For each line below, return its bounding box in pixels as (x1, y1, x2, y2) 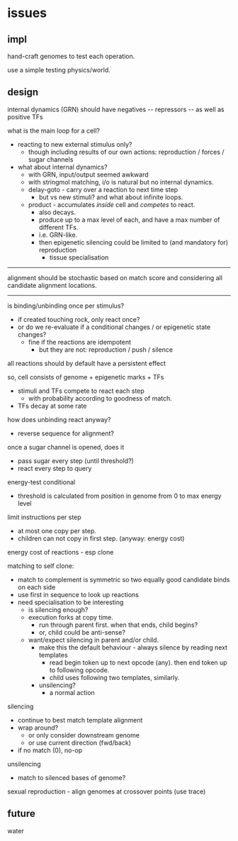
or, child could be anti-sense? (38, 628, 126, 636)
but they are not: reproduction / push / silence (38, 345, 174, 354)
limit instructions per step (7, 513, 81, 521)
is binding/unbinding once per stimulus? (7, 301, 125, 310)
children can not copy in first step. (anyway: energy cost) (17, 534, 185, 542)
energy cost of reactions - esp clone (7, 547, 114, 556)
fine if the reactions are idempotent (28, 338, 131, 346)
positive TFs (7, 112, 44, 121)
